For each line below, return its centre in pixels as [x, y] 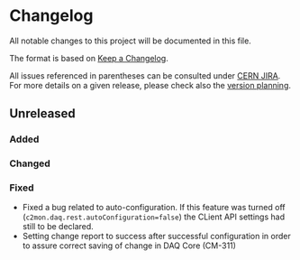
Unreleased [43, 114]
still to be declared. [58, 227]
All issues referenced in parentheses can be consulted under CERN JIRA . [145, 75]
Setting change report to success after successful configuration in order [156, 237]
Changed [30, 163]
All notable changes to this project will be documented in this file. [131, 41]
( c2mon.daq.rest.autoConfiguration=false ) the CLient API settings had [154, 217]
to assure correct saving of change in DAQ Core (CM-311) [129, 246]
